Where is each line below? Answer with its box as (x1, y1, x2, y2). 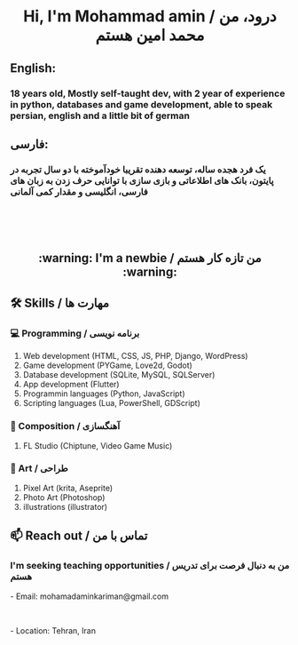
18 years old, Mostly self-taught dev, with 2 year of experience (10, 87, 286, 100)
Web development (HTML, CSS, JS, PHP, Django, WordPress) (22, 351, 248, 362)
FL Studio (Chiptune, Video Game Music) (22, 440, 173, 450)
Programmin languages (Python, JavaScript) (22, 388, 185, 399)
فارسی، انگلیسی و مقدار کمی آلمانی (10, 185, 149, 197)
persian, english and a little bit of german (10, 109, 190, 122)
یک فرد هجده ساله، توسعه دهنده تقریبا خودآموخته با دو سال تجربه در (10, 163, 266, 175)
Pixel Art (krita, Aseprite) (22, 482, 114, 493)
